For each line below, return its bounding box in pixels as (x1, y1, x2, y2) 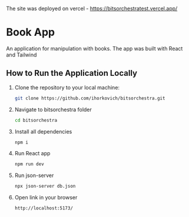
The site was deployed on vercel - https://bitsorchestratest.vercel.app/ (6, 5, 178, 12)
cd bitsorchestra (14, 117, 58, 123)
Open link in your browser (14, 194, 78, 201)
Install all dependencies (14, 128, 72, 135)
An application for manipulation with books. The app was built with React (6, 45, 183, 52)
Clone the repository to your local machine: (14, 84, 120, 91)
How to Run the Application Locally (6, 68, 137, 78)
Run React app (14, 150, 51, 157)
